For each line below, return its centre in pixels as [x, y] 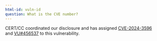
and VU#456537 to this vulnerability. [42, 33]
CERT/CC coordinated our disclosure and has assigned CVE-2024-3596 [78, 28]
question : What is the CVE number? [42, 14]
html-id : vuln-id [23, 10]
